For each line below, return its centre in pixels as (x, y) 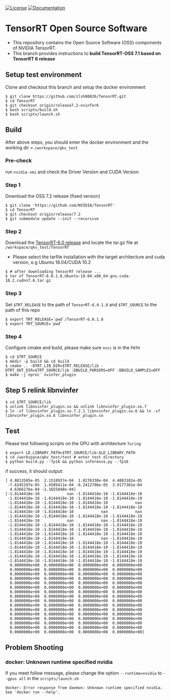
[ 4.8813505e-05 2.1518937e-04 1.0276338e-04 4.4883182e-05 (74, 480)
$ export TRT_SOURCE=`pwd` (34, 324)
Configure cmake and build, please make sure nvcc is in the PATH (73, 348)
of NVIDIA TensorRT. (34, 48)
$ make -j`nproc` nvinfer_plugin (41, 375)
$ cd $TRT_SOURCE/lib (28, 402)
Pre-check (19, 160)
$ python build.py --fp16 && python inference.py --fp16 (67, 462)
